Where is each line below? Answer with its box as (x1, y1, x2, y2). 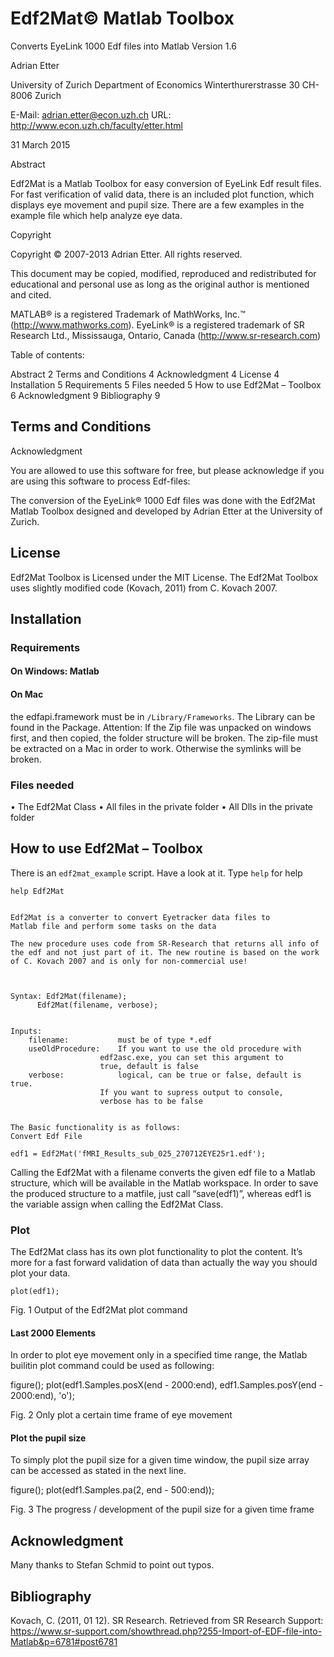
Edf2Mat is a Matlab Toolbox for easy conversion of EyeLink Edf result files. (10, 177, 322, 189)
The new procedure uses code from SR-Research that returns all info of (10, 938, 320, 949)
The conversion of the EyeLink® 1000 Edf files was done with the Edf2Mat (10, 494, 316, 506)
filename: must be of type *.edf (28, 1035, 213, 1045)
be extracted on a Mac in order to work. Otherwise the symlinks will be (10, 742, 302, 754)
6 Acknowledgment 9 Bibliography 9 (10, 389, 161, 401)
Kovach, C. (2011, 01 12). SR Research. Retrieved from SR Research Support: (10, 1615, 324, 1627)
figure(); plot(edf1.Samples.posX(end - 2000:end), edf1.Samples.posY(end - (10, 1379, 323, 1391)
